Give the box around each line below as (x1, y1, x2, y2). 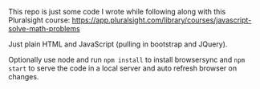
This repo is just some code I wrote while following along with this (8, 7, 226, 16)
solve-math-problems (8, 24, 80, 33)
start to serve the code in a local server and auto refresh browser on (8, 63, 238, 73)
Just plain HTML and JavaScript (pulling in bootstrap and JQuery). (8, 39, 228, 49)
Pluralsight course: (8, 15, 71, 25)
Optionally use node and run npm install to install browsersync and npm (8, 55, 246, 64)
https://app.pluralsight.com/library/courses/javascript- (71, 15, 252, 25)
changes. (8, 72, 39, 81)
